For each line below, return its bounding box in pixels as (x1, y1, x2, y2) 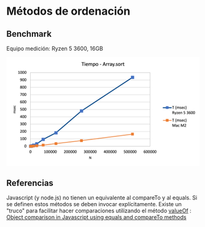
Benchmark (6, 29, 52, 39)
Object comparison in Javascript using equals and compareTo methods (6, 214, 187, 221)
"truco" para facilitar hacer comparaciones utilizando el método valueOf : (6, 207, 191, 215)
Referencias (6, 177, 54, 188)
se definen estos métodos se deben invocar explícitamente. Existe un (6, 201, 182, 208)
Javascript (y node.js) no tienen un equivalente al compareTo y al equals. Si (6, 194, 198, 201)
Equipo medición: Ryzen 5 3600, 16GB (6, 45, 103, 52)
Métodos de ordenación (6, 4, 131, 18)
